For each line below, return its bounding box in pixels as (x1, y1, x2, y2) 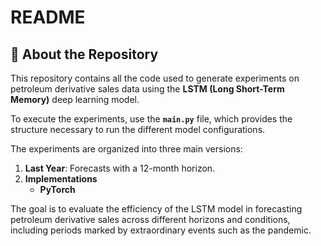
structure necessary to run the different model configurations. (10, 124, 266, 135)
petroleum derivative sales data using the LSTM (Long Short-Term (10, 83, 285, 95)
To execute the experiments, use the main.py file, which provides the (10, 113, 293, 125)
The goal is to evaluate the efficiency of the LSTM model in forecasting (10, 203, 303, 215)
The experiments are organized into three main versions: (10, 143, 243, 155)
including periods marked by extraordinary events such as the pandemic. (10, 224, 312, 236)
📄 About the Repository (10, 46, 159, 63)
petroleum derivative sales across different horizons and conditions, (10, 214, 291, 225)
